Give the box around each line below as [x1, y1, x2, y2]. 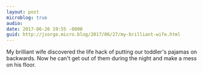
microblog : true [6, 15, 47, 21]
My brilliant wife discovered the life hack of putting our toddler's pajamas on [6, 48, 198, 55]
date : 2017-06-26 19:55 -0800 [6, 26, 83, 32]
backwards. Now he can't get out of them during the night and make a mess [6, 55, 197, 62]
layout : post [6, 9, 40, 15]
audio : [6, 20, 23, 26]
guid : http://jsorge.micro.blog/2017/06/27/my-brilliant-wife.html [6, 32, 181, 38]
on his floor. [6, 61, 36, 69]
